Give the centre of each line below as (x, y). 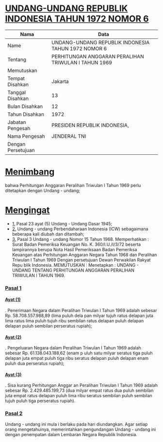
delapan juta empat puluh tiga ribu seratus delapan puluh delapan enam (77, 358)
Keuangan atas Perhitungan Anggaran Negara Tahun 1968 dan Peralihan (84, 255)
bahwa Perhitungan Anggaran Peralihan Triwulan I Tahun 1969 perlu (73, 185)
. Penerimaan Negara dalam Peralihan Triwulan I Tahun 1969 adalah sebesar (81, 310)
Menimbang (30, 172)
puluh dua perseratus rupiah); (35, 364)
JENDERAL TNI (69, 136)
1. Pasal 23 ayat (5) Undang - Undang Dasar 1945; (62, 223)
